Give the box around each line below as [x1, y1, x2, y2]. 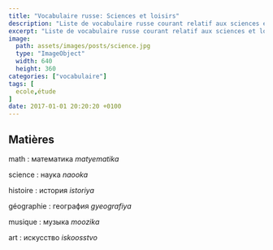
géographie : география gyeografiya [8, 200, 132, 211]
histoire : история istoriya [8, 185, 95, 195]
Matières [8, 132, 54, 146]
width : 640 [15, 58, 53, 66]
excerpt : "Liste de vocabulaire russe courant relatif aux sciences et [8, 27, 256, 35]
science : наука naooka [8, 170, 89, 179]
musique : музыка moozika [8, 217, 100, 226]
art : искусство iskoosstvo [8, 232, 97, 242]
